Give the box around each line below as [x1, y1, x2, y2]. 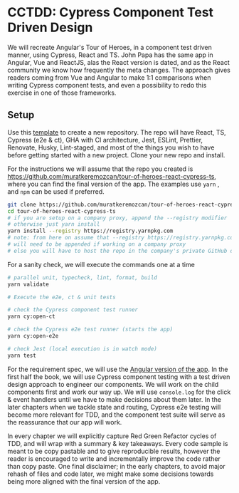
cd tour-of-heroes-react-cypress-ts [7, 207, 116, 214]
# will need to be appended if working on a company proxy [7, 241, 186, 248]
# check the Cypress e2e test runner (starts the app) [7, 326, 174, 333]
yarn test [7, 352, 37, 359]
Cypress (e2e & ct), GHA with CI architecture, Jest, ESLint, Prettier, [7, 135, 203, 144]
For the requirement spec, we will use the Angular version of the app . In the [7, 365, 228, 373]
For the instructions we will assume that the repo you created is [7, 165, 193, 173]
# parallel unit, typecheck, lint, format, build [7, 274, 158, 281]
